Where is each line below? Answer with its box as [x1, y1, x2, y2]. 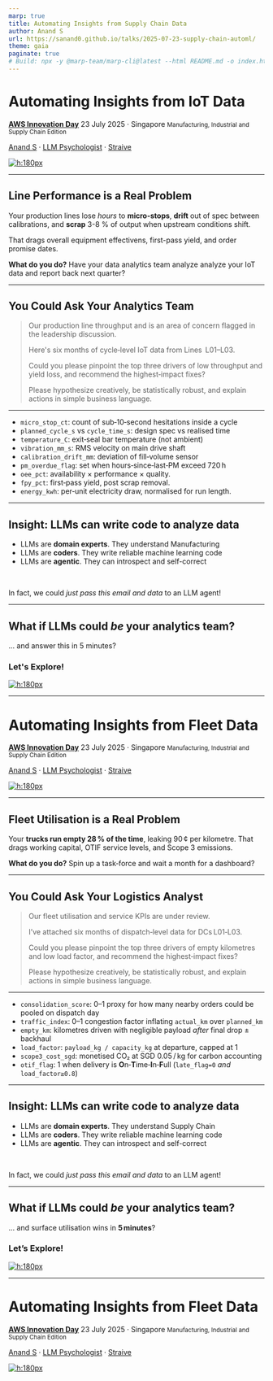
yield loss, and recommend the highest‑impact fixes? [28, 369, 206, 379]
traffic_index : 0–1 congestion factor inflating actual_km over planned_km [19, 1016, 263, 1026]
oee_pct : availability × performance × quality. [19, 469, 171, 479]
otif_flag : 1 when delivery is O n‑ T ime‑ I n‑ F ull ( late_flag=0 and [19, 1059, 232, 1070]
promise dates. [8, 243, 58, 253]
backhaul [19, 1034, 51, 1043]
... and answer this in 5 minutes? [8, 641, 116, 651]
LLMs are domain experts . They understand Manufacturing [19, 539, 220, 549]
